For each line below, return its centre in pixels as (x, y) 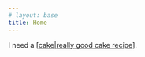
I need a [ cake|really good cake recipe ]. (73, 45)
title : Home (28, 23)
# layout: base (33, 15)
